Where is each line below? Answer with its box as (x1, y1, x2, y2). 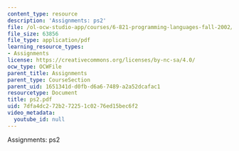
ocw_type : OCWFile (7, 63, 62, 70)
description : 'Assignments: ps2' (7, 17, 107, 24)
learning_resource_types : (7, 43, 84, 50)
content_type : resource (7, 10, 78, 18)
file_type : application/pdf (7, 37, 91, 44)
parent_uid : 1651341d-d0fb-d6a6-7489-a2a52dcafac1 (7, 83, 161, 90)
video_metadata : (7, 109, 55, 116)
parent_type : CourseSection (7, 76, 91, 84)
